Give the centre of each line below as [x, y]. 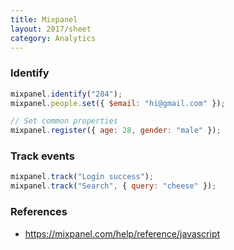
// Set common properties [64, 121]
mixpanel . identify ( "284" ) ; [66, 94]
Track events [42, 156]
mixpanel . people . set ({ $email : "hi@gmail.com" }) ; [118, 103]
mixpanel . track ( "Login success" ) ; [82, 177]
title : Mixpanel [44, 19]
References [39, 212]
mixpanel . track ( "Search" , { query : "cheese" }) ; [113, 186]
